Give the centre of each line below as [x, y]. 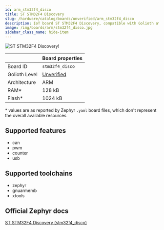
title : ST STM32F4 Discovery [35, 14]
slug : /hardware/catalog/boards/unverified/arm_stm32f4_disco [70, 19]
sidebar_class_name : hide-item [37, 32]
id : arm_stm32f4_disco [28, 10]
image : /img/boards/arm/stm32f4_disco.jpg [49, 28]
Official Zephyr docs [37, 211]
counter [20, 153]
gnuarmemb [24, 190]
